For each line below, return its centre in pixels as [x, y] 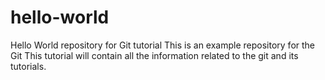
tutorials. [28, 66]
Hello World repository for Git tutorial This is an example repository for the [163, 45]
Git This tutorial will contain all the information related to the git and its [154, 55]
